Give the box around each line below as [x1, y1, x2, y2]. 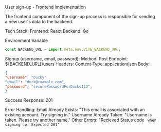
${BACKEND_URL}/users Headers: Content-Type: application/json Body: [5, 61, 150, 67]
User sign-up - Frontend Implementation [5, 4, 86, 10]
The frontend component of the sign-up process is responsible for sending [5, 14, 156, 19]
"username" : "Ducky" [5, 75, 47, 80]
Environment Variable [5, 38, 48, 43]
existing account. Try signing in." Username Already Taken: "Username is [5, 112, 152, 118]
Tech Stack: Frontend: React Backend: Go [5, 28, 89, 34]
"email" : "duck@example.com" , [5, 79, 67, 84]
